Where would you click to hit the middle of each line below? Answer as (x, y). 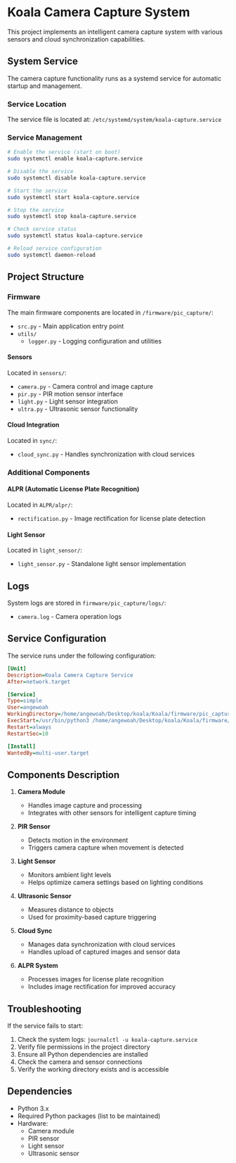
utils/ (27, 334)
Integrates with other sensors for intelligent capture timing (112, 813)
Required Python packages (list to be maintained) (89, 1116)
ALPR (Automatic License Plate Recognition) (73, 489)
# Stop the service (36, 210)
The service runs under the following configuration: (82, 655)
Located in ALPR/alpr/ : (40, 505)
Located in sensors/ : (37, 372)
